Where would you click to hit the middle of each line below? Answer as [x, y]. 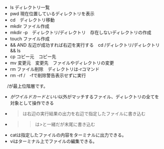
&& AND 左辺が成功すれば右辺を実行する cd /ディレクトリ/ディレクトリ [85, 45]
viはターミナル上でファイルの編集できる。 [53, 141]
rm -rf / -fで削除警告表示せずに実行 [48, 75]
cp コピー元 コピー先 [33, 56]
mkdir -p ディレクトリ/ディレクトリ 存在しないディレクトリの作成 [80, 32]
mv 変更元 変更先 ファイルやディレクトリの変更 [62, 63]
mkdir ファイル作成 [30, 26]
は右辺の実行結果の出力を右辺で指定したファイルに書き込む [84, 114]
